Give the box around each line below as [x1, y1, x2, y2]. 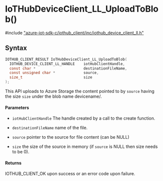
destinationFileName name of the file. [12, 125, 88, 131]
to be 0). [12, 149, 30, 155]
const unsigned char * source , [9, 71, 99, 75]
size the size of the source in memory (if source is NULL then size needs [12, 144, 158, 149]
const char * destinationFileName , [9, 66, 127, 71]
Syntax [5, 44, 27, 52]
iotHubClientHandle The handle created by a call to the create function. [12, 115, 156, 121]
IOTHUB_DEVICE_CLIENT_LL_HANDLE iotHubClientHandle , [9, 61, 125, 66]
